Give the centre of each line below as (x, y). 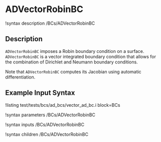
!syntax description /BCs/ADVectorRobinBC (50, 23)
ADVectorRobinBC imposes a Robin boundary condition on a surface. (75, 51)
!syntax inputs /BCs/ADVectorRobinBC (45, 124)
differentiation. (20, 77)
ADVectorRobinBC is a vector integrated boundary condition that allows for (81, 56)
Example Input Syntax (40, 93)
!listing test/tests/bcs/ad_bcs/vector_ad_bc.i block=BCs (63, 105)
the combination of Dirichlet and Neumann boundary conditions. (71, 62)
